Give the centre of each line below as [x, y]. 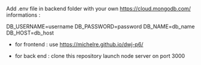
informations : [23, 15]
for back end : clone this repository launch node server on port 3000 [100, 56]
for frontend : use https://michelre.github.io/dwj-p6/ [79, 44]
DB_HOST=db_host [30, 33]
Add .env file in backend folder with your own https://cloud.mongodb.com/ [98, 9]
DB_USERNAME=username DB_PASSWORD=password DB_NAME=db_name [100, 27]
